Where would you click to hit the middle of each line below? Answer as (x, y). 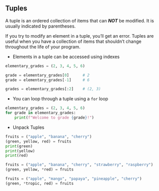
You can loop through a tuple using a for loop (60, 99)
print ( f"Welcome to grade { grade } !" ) (54, 118)
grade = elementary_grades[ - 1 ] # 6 (47, 80)
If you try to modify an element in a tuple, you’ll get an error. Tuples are (80, 36)
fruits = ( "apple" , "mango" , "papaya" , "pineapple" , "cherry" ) (74, 179)
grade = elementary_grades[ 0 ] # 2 (47, 75)
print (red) (17, 156)
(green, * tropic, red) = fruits (39, 183)
